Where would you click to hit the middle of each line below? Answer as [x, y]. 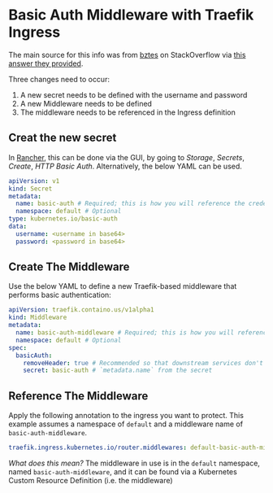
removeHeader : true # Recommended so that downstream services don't [143, 363]
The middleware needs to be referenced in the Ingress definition [128, 112]
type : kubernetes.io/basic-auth [63, 219]
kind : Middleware [38, 318]
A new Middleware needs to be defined [86, 103]
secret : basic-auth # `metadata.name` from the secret [118, 371]
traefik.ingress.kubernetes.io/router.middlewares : [97, 448]
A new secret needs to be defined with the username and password [134, 94]
